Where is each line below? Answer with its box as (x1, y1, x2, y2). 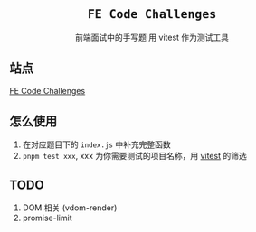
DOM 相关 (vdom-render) (22, 202, 118, 213)
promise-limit (22, 212, 72, 224)
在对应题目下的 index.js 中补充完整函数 (22, 139, 171, 150)
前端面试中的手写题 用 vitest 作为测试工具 (75, 32, 229, 42)
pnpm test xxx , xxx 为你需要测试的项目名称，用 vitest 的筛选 (22, 151, 247, 162)
